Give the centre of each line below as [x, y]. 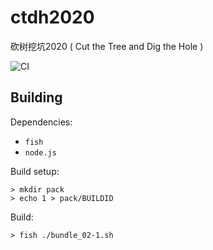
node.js [40, 152]
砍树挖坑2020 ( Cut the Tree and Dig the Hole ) [107, 46]
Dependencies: [41, 122]
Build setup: [35, 171]
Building [36, 97]
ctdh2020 [52, 17]
